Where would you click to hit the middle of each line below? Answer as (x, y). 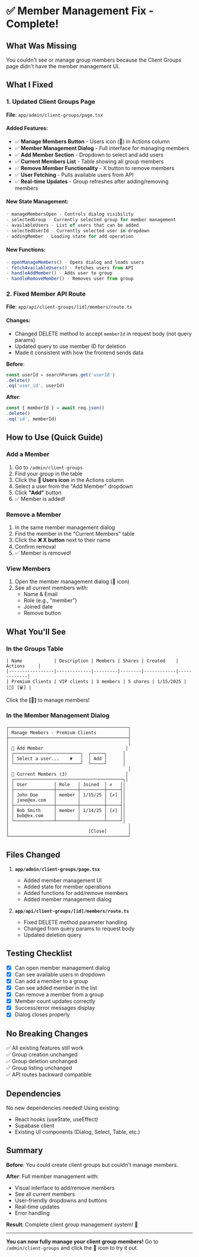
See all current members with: (52, 588)
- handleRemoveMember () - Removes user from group (70, 279)
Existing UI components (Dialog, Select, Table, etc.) (77, 1132)
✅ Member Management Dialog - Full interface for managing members (102, 148)
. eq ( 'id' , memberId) (32, 419)
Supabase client (34, 1125)
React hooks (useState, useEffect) (56, 1119)
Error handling (32, 1213)
